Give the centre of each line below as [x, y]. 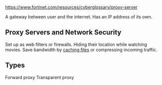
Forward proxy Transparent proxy [40, 77]
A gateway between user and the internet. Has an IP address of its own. [79, 17]
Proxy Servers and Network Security [63, 33]
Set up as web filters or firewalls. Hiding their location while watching [76, 44]
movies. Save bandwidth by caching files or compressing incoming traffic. [81, 50]
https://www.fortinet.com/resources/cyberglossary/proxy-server [72, 7]
